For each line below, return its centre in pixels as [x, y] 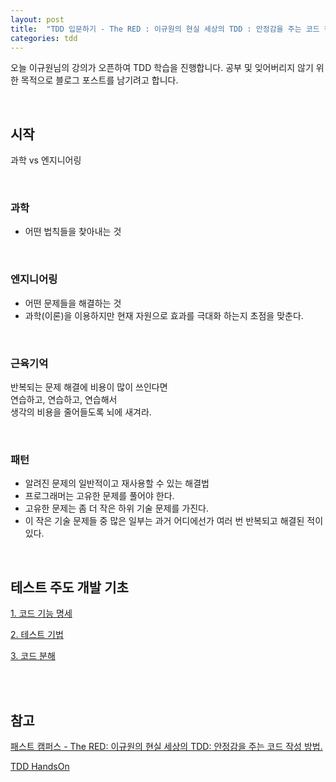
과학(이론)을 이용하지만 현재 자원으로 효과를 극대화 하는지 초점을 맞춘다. [164, 315]
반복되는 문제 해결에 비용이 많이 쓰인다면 [89, 387]
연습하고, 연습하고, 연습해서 [64, 400]
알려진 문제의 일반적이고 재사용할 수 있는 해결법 [117, 483]
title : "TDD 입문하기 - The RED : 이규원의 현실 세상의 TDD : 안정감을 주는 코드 [165, 29]
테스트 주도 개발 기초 [69, 587]
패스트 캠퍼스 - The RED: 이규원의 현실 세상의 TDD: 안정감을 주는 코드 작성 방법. [166, 746]
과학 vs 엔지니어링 [46, 160]
